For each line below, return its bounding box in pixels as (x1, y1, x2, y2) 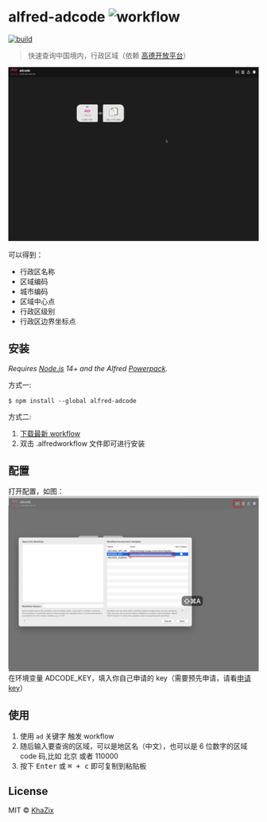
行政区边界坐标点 (19, 316, 76, 326)
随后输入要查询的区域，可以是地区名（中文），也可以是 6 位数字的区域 (19, 741, 248, 750)
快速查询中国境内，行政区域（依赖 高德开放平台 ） (27, 50, 191, 60)
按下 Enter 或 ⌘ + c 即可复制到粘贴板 (19, 761, 147, 770)
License (8, 784, 48, 798)
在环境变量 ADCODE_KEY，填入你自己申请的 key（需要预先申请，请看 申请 (8, 673, 252, 683)
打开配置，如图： (8, 487, 64, 496)
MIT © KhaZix (8, 805, 54, 815)
